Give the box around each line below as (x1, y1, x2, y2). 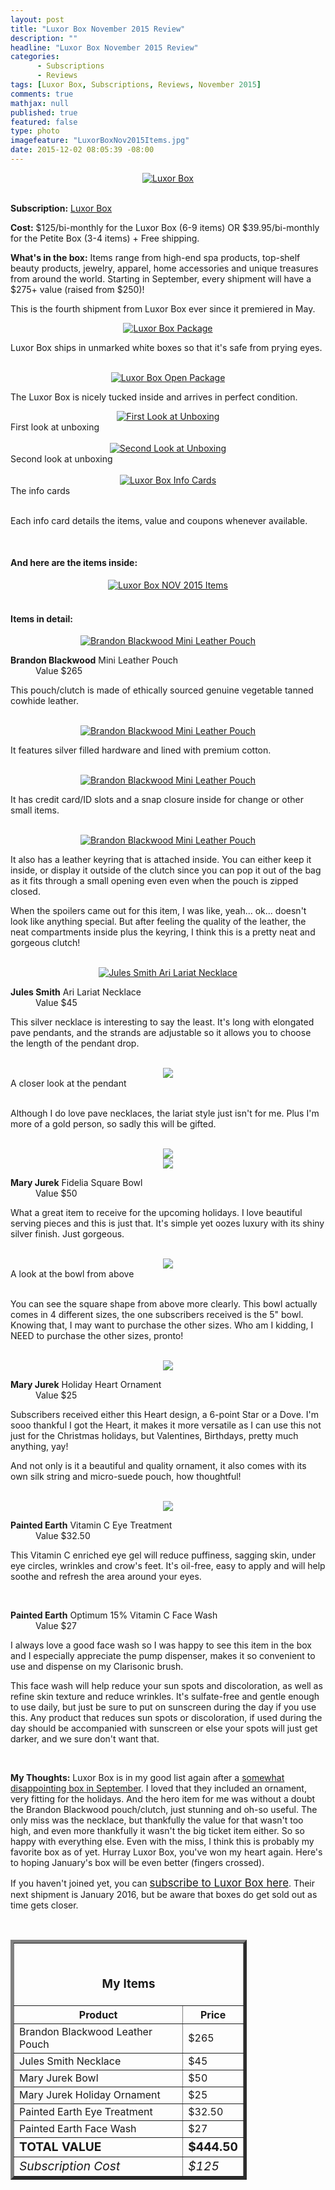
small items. (10, 804, 60, 816)
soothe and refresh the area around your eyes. (10, 1571, 202, 1583)
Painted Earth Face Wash (19, 2122, 137, 2136)
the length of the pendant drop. (10, 1037, 140, 1050)
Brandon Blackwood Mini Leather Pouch (10, 654, 179, 666)
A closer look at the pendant (10, 1077, 127, 1090)
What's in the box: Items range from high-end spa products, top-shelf (10, 251, 301, 263)
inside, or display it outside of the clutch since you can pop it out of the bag (10, 864, 322, 876)
